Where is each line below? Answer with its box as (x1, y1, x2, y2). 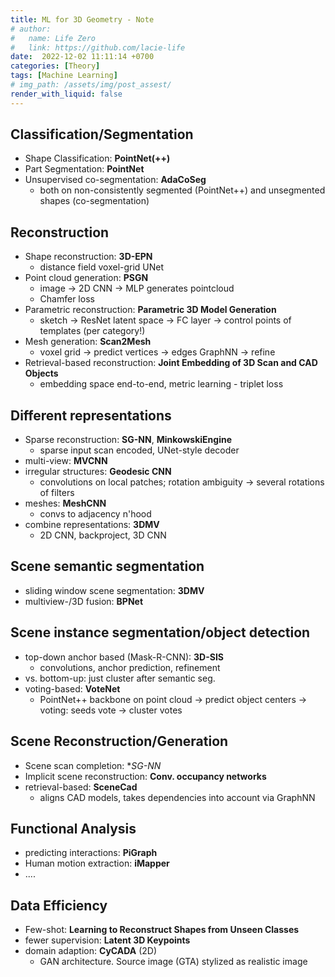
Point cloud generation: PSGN (24, 272, 149, 284)
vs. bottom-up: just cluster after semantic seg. (24, 672, 216, 684)
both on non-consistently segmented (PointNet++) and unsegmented (39, 184, 326, 196)
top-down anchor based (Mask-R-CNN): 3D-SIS (24, 651, 224, 663)
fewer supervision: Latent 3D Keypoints (24, 934, 191, 946)
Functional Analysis (10, 820, 137, 837)
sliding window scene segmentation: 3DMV (24, 584, 205, 596)
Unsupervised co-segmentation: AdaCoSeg (24, 174, 207, 186)
